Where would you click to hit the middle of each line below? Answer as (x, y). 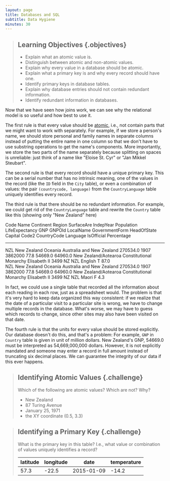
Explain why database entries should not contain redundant (87, 89)
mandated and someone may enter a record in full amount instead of (77, 351)
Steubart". (16, 163)
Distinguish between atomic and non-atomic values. (79, 62)
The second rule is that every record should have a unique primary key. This (85, 173)
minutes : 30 (18, 24)
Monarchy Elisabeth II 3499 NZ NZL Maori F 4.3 (55, 277)
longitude (56, 462)
